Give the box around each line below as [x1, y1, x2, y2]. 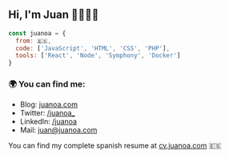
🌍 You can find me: [8, 79, 86, 90]
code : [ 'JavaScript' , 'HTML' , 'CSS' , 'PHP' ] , [15, 44, 171, 52]
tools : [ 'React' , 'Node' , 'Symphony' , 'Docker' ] [15, 51, 181, 60]
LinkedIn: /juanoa [19, 117, 78, 127]
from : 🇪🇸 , [15, 37, 52, 45]
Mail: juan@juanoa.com [19, 125, 98, 135]
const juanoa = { [8, 29, 66, 37]
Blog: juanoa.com [19, 99, 78, 109]
